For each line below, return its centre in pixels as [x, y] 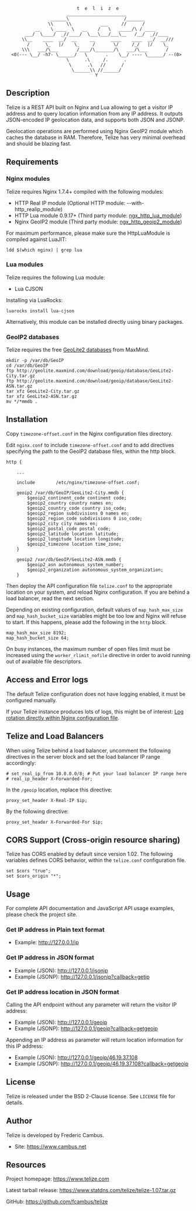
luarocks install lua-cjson [40, 311]
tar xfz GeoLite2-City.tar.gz [43, 391]
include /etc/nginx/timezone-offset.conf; [78, 482]
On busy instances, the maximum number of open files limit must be [88, 649]
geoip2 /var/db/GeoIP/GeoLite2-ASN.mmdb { [69, 559]
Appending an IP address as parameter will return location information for [94, 1040]
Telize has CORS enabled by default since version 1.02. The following [90, 854]
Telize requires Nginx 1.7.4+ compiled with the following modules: [85, 191]
